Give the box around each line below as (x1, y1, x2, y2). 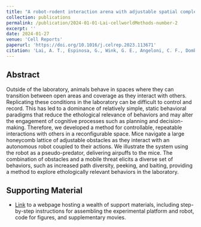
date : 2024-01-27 (6, 31, 50, 37)
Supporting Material (6, 185, 83, 195)
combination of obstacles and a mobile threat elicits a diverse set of (6, 155, 173, 162)
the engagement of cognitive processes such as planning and (6, 117, 159, 124)
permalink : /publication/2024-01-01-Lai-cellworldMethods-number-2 (6, 20, 178, 26)
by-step (14, 207, 35, 215)
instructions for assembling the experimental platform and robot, (35, 207, 194, 215)
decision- (159, 117, 184, 124)
